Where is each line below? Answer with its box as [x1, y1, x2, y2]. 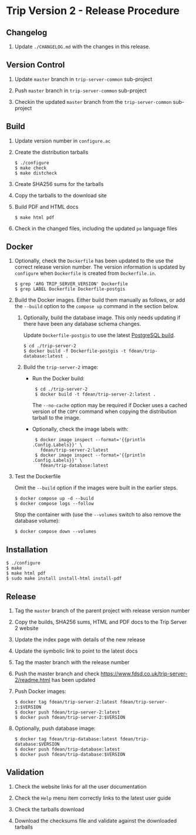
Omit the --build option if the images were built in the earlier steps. [14, 484, 178, 491]
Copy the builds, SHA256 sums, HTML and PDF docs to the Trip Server [14, 618, 187, 626]
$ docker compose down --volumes [14, 529, 97, 535]
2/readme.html [14, 677, 51, 684]
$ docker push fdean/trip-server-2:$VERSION [14, 715, 126, 721]
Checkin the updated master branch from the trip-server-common [14, 98, 172, 105]
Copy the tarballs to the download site [14, 192, 107, 199]
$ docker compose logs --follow [14, 501, 94, 507]
